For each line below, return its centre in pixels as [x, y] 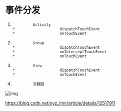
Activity [42, 25]
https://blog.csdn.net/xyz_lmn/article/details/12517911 [60, 103]
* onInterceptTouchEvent [59, 52]
